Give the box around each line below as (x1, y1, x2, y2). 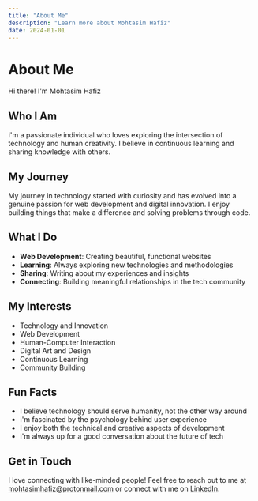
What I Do (8, 231, 58, 244)
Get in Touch (8, 454, 73, 468)
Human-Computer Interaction (19, 337, 116, 347)
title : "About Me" (8, 11, 69, 20)
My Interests (8, 299, 72, 313)
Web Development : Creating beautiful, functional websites (19, 251, 211, 261)
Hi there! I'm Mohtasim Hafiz (8, 86, 101, 96)
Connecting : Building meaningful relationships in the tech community (19, 277, 246, 286)
